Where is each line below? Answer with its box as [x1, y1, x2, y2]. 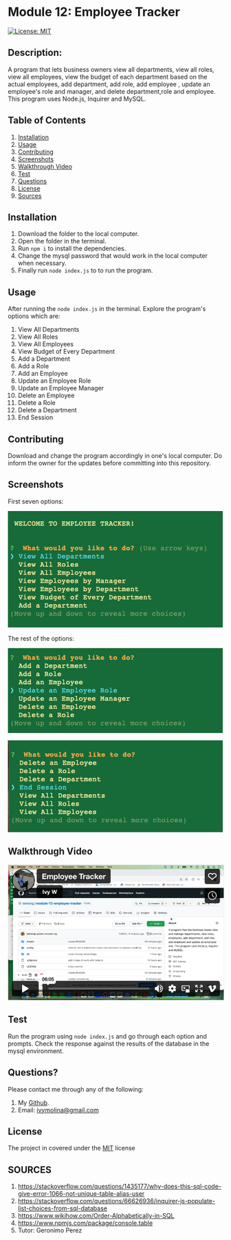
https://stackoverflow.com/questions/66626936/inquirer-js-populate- [17, 1197, 216, 1206]
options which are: [8, 312, 60, 321]
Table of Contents [8, 114, 87, 126]
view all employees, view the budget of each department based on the [8, 72, 208, 81]
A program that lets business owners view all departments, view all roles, [8, 65, 215, 73]
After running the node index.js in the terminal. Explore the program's [8, 305, 206, 313]
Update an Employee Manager [17, 384, 104, 392]
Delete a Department [17, 406, 78, 414]
